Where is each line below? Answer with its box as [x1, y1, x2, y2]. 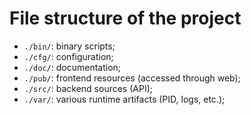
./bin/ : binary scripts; [23, 40, 116, 52]
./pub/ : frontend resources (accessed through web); [23, 72, 241, 84]
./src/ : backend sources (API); [23, 82, 153, 94]
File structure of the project [9, 7, 242, 30]
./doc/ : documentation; [23, 61, 122, 73]
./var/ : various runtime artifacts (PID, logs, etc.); [23, 93, 226, 105]
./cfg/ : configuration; [23, 50, 114, 62]
